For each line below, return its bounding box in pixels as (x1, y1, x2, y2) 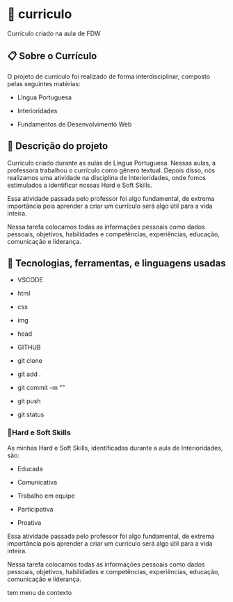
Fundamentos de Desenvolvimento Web (17, 120, 132, 128)
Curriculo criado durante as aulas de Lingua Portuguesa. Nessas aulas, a (7, 158, 216, 167)
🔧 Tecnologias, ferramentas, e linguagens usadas (7, 257, 226, 269)
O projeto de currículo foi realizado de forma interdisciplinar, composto (7, 72, 211, 81)
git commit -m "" (17, 384, 65, 392)
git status (17, 410, 45, 419)
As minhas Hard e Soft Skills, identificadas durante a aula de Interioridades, (7, 444, 223, 452)
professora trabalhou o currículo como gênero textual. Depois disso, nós (7, 166, 216, 174)
